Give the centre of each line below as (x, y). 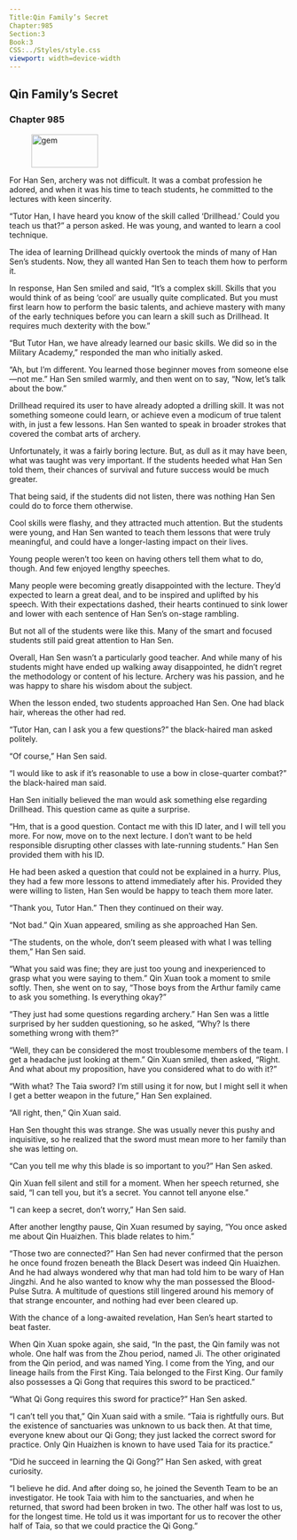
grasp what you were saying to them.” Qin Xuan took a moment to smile (140, 978)
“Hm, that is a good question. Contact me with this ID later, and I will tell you (148, 826)
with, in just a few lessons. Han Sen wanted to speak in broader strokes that (148, 424)
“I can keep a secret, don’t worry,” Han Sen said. (98, 1209)
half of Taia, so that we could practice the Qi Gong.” (103, 1526)
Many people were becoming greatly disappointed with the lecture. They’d (145, 585)
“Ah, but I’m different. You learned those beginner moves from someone (141, 369)
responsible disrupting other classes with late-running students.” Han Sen (144, 845)
